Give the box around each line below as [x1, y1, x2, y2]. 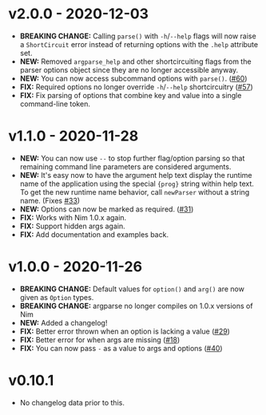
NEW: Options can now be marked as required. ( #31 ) [19, 204, 194, 214]
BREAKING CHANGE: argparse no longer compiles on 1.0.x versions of [19, 301, 253, 310]
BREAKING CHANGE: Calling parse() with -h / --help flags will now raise [19, 31, 257, 41]
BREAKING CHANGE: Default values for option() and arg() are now [19, 284, 245, 294]
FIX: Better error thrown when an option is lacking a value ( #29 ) [19, 326, 230, 336]
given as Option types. [19, 292, 94, 302]
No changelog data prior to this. [19, 397, 125, 407]
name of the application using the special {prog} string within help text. [19, 179, 254, 188]
